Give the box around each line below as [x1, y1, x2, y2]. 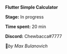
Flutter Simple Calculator [5, 4, 58, 10]
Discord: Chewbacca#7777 [5, 33, 62, 39]
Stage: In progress [5, 14, 44, 19]
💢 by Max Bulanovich [5, 43, 48, 49]
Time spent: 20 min [5, 23, 46, 29]
